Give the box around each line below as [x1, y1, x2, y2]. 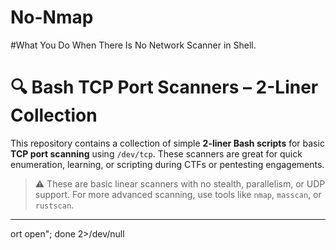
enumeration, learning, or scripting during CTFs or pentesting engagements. [10, 158, 325, 170]
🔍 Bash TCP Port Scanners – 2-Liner [10, 76, 319, 99]
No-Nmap [10, 6, 94, 29]
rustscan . [34, 199, 75, 211]
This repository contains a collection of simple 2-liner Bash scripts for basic [10, 137, 325, 149]
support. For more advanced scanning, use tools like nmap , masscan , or [34, 188, 322, 200]
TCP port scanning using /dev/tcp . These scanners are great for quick [10, 147, 303, 160]
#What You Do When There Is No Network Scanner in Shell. [10, 39, 257, 51]
